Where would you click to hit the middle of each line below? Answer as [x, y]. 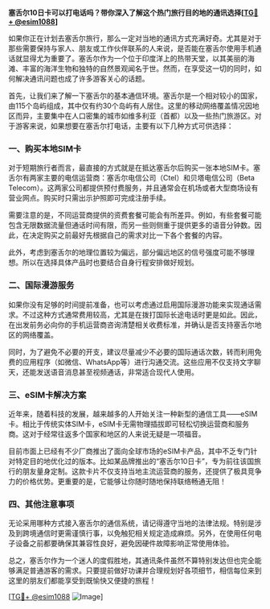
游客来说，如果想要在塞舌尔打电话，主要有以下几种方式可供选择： [124, 126]
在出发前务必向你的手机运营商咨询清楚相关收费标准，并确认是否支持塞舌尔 [131, 325]
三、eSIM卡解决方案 [47, 395]
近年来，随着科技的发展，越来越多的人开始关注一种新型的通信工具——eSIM [133, 413]
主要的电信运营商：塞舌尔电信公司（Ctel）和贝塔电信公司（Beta [149, 178]
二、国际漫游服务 [41, 285]
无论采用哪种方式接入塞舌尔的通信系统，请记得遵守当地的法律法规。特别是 [131, 524]
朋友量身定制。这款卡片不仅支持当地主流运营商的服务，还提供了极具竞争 [142, 471]
